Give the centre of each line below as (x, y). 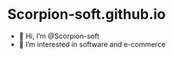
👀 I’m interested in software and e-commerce (92, 44)
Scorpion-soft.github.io (87, 14)
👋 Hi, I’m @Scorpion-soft (59, 36)
